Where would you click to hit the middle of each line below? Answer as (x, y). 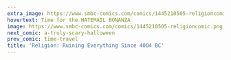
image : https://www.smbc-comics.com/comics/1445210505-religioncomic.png (115, 26)
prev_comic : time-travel (43, 39)
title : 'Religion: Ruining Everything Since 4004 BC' (86, 46)
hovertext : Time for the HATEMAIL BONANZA (69, 20)
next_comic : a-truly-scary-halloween (61, 33)
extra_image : (26, 13)
